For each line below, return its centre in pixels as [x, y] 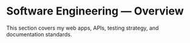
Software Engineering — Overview [95, 11]
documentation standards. [39, 34]
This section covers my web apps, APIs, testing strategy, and [83, 28]
